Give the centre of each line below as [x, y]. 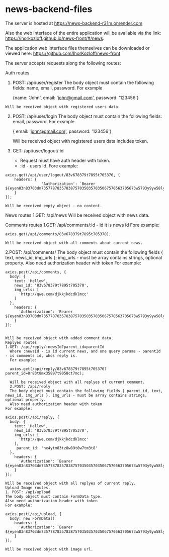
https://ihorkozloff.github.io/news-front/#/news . [55, 38]
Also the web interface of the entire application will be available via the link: [83, 33]
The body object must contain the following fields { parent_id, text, [87, 391]
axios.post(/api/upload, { [33, 514]
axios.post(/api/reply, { [32, 417]
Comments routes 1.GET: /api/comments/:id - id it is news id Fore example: [82, 225]
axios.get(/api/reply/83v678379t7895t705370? [58, 369]
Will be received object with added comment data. [59, 338]
